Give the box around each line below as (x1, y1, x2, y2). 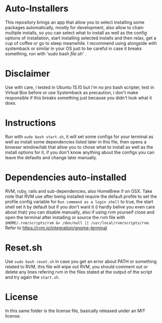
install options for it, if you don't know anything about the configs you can (5, 149, 155, 155)
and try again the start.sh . (5, 274, 60, 280)
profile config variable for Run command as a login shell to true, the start (5, 198, 154, 205)
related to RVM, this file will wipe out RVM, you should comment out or (5, 263, 148, 269)
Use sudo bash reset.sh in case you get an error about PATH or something (5, 258, 157, 264)
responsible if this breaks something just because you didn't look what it (5, 95, 152, 101)
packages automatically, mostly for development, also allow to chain (5, 24, 144, 30)
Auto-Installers (5, 3, 69, 14)
